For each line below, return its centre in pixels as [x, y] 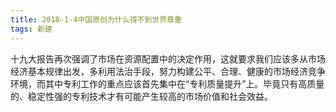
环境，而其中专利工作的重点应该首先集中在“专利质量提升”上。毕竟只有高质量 [167, 83]
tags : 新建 [31, 29]
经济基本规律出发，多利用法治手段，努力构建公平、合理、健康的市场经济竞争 [168, 71]
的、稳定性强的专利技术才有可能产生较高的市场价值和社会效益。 [141, 96]
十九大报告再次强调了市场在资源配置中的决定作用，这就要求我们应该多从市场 [168, 58]
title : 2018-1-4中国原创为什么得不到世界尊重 [96, 19]
